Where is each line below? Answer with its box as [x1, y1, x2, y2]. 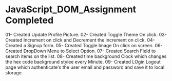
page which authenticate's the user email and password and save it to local [5, 64, 165, 70]
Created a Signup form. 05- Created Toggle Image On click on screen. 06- [5, 42, 163, 48]
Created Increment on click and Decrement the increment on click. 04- [5, 37, 155, 43]
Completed [5, 14, 54, 26]
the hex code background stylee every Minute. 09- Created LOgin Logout [5, 58, 161, 65]
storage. [5, 69, 23, 75]
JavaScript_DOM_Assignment [5, 4, 137, 15]
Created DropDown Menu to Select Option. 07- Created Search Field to [5, 48, 156, 54]
